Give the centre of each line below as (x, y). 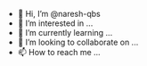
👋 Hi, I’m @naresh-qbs (59, 14)
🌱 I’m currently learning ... (65, 33)
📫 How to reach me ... (59, 52)
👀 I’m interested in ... (55, 23)
